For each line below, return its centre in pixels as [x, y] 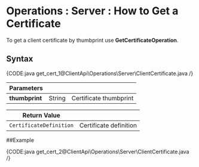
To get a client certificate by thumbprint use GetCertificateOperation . [92, 40]
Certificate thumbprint [102, 98]
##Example [20, 140]
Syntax [20, 59]
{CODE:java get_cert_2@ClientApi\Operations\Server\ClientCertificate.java [98, 151]
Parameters [26, 88]
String [57, 98]
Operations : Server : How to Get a [92, 11]
